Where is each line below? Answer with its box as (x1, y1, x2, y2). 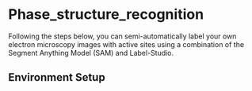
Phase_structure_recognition (8, 5, 204, 24)
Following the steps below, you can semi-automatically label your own (8, 31, 237, 41)
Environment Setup (8, 71, 105, 84)
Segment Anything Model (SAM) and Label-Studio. (8, 48, 174, 57)
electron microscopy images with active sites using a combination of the (8, 39, 244, 49)
